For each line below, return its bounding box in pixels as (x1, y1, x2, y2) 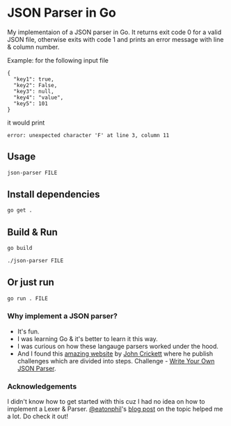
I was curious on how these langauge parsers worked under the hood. (17, 342, 219, 350)
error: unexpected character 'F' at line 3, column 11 (7, 132, 170, 139)
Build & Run (7, 226, 58, 238)
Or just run (7, 276, 54, 288)
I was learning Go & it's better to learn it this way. (17, 334, 158, 342)
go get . (7, 207, 33, 214)
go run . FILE (7, 294, 49, 302)
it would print (7, 118, 45, 127)
